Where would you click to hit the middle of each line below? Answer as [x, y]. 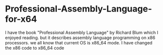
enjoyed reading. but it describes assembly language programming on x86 [80, 38]
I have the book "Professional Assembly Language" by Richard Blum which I [81, 32]
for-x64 [21, 19]
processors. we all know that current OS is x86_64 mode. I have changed [79, 42]
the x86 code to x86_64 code [35, 48]
